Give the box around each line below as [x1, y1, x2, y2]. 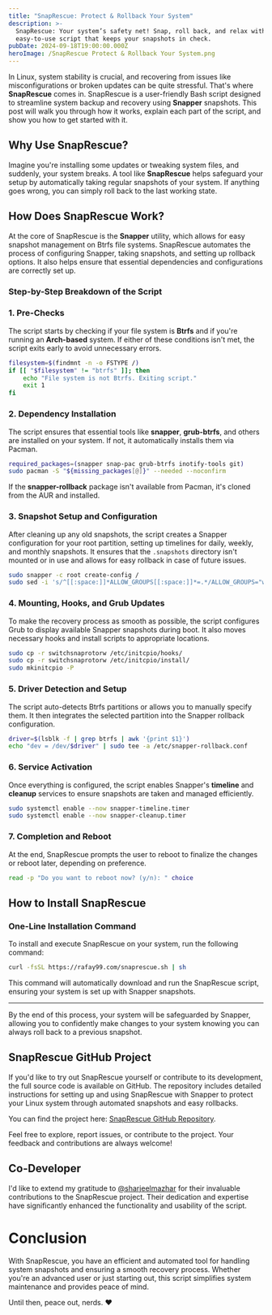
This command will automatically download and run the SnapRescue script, [8, 978, 259, 988]
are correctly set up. [8, 265, 76, 275]
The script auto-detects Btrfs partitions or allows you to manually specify [8, 701, 253, 711]
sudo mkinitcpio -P [8, 664, 74, 672]
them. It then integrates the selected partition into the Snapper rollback [8, 710, 245, 720]
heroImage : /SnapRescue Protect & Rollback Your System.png [8, 50, 216, 58]
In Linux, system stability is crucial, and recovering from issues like [8, 72, 232, 81]
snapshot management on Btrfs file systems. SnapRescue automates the [8, 239, 251, 249]
